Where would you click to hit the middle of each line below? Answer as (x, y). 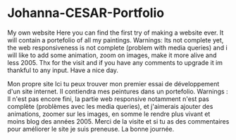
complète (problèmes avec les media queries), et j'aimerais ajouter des (110, 106)
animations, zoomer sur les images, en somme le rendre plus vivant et (109, 114)
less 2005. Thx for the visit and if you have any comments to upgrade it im (115, 62)
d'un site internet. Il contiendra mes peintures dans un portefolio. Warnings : (118, 91)
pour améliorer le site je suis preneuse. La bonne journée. (91, 129)
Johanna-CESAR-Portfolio (86, 13)
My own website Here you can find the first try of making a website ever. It (116, 33)
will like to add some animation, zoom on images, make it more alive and (112, 55)
